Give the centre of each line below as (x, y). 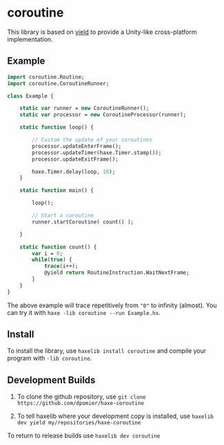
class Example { (30, 96)
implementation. (30, 39)
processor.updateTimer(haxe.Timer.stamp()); (97, 153)
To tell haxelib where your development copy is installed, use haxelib (115, 416)
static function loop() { (57, 127)
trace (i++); (61, 266)
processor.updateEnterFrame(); (77, 146)
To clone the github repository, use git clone (81, 397)
